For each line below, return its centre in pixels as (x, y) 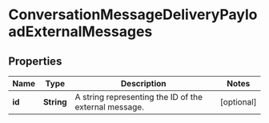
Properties (35, 61)
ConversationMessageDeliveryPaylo (133, 15)
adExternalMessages (80, 32)
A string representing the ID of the (139, 97)
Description (143, 83)
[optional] (238, 102)
